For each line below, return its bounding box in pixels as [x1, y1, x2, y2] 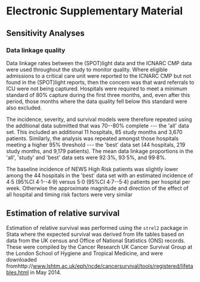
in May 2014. [30, 268, 61, 276]
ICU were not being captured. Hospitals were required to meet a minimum [6, 85, 187, 92]
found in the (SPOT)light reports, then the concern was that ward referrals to [6, 78, 195, 86]
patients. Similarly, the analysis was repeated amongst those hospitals [6, 135, 179, 142]
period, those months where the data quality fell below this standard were [6, 98, 187, 105]
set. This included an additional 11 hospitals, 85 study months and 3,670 [6, 128, 183, 135]
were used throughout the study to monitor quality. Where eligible [6, 66, 168, 73]
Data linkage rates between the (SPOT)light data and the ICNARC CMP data [6, 59, 192, 66]
